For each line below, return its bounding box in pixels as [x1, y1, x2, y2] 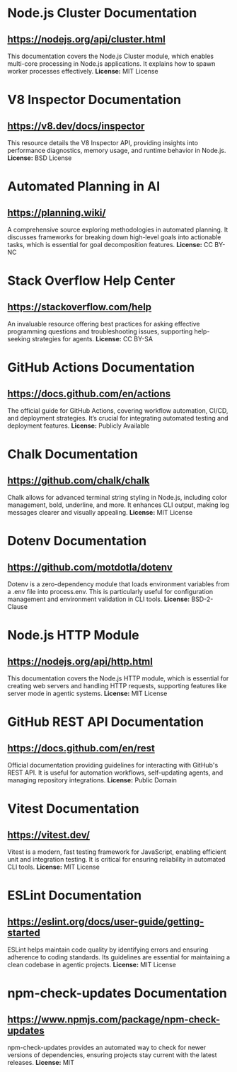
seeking [7, 335, 30, 343]
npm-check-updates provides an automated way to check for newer [7, 1043, 207, 1051]
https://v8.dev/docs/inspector [7, 120, 145, 132]
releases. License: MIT [7, 1059, 74, 1066]
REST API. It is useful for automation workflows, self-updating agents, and [7, 768, 224, 777]
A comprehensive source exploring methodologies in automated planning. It [7, 225, 229, 234]
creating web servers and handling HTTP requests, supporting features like [7, 682, 227, 690]
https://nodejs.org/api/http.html [7, 655, 154, 667]
